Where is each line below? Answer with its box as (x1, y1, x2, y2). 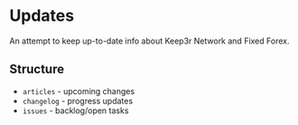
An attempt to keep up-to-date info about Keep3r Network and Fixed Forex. (9, 35, 290, 46)
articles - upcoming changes (22, 85, 135, 96)
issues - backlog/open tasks (22, 105, 129, 116)
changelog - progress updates (22, 95, 134, 106)
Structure (9, 62, 65, 77)
